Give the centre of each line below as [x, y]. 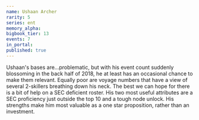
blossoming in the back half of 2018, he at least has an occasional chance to [99, 73]
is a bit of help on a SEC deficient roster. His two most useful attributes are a [99, 92]
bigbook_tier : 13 [28, 34]
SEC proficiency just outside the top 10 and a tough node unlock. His [90, 99]
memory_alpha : [24, 28]
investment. [20, 111]
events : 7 [18, 39]
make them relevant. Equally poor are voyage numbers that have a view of [97, 80]
